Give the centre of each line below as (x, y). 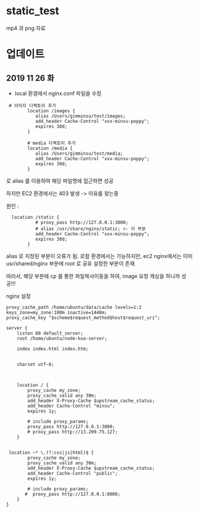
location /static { (36, 217)
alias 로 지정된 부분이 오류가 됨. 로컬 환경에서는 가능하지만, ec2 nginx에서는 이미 (99, 256)
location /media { (50, 148)
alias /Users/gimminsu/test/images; (81, 116)
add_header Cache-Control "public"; (73, 473)
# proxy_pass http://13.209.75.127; (73, 432)
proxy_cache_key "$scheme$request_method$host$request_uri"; (83, 318)
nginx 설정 (18, 296)
